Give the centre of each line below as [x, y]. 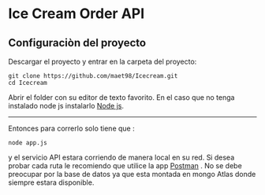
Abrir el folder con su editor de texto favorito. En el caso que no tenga [121, 97]
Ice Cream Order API [77, 14]
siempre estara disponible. [51, 182]
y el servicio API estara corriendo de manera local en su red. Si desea [121, 157]
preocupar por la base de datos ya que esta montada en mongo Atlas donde [132, 174]
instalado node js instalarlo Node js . [66, 106]
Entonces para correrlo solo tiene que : [72, 128]
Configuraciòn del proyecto [77, 43]
